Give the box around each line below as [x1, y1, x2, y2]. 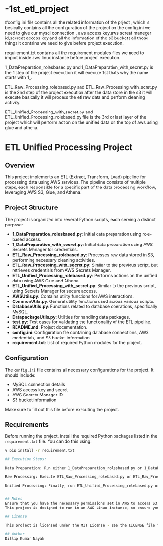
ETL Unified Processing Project [5, 142, 133, 153]
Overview [5, 161, 35, 169]
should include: [5, 372, 36, 378]
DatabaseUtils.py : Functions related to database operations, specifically [12, 303, 158, 309]
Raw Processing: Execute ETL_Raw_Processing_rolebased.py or [5, 474, 131, 479]
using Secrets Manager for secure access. [12, 288, 97, 294]
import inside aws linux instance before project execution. [5, 55, 121, 60]
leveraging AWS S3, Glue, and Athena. [5, 189, 81, 195]
